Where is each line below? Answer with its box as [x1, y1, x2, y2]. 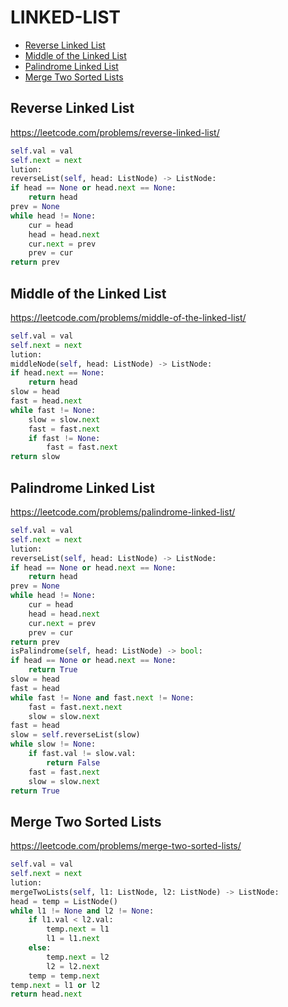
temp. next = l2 [46, 952, 110, 962]
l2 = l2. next [46, 961, 101, 971]
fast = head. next [10, 396, 83, 406]
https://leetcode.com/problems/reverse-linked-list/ [10, 126, 220, 138]
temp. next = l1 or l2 [10, 980, 101, 990]
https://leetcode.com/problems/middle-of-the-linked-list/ [10, 311, 247, 323]
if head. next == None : [10, 368, 105, 378]
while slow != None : [10, 739, 97, 750]
